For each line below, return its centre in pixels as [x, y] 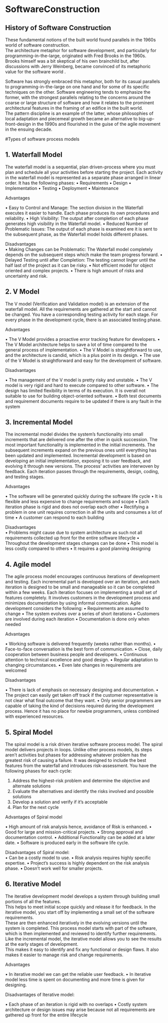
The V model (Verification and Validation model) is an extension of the [77, 304]
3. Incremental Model [39, 422]
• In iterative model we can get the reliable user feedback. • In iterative [78, 974]
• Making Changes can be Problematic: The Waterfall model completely [79, 249]
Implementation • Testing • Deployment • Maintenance [62, 188]
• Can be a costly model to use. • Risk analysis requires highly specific [78, 858]
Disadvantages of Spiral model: [37, 853]
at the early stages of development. [42, 944]
